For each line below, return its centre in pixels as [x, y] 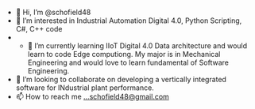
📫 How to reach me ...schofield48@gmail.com [92, 96]
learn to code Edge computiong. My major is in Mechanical [124, 54]
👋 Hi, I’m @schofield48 [53, 12]
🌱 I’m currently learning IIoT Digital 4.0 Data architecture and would [137, 46]
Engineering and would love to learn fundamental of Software [128, 62]
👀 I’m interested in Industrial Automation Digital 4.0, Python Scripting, [129, 21]
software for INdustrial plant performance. [85, 88]
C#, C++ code [39, 29]
